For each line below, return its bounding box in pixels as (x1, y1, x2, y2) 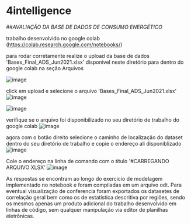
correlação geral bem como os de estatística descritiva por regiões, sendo (6, 194, 186, 201)
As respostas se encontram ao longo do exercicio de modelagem (6, 175, 163, 182)
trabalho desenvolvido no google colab (6, 35, 100, 42)
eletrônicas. (6, 212, 34, 219)
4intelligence (6, 4, 72, 18)
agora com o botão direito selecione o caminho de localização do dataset (6, 133, 183, 141)
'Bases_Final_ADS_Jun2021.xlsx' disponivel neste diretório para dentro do (6, 58, 184, 66)
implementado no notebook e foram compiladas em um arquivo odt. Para (6, 181, 182, 188)
